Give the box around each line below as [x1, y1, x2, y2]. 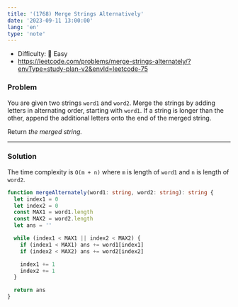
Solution [7, 152, 38, 162]
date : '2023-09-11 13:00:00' [7, 17, 93, 24]
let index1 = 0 [13, 196, 59, 203]
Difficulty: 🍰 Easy [17, 50, 68, 58]
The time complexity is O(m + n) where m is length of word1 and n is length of [7, 167, 229, 176]
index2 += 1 [20, 267, 55, 274]
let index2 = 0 [13, 202, 59, 209]
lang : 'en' [7, 23, 40, 30]
